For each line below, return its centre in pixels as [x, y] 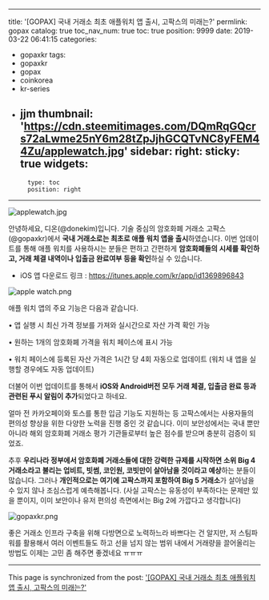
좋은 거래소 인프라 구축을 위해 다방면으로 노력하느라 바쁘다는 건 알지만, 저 [122, 533]
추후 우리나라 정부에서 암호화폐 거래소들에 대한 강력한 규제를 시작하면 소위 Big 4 [132, 460]
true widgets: [54, 164]
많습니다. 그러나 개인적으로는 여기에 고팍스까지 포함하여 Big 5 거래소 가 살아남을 [131, 480]
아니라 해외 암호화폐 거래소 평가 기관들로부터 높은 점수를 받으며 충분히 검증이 [128, 433]
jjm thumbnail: [56, 114]
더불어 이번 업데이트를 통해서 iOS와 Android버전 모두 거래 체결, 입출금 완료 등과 [132, 386]
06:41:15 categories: [64, 39]
